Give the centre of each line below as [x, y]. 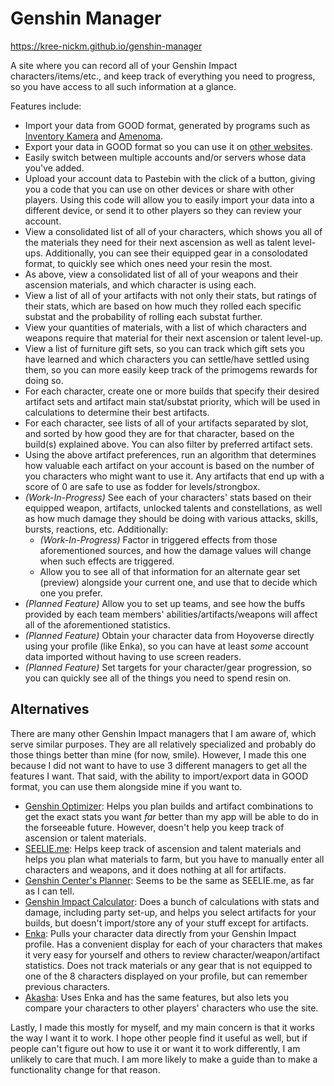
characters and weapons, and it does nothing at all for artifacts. [155, 869]
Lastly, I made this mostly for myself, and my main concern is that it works [162, 1027]
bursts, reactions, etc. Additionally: [96, 529]
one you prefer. [71, 593]
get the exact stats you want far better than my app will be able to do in [171, 816]
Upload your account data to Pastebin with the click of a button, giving [170, 178]
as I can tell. [49, 891]
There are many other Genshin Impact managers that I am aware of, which [163, 733]
